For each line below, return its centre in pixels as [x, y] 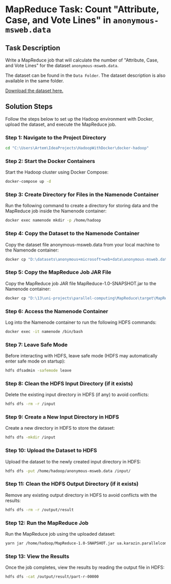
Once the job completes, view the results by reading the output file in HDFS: [85, 567]
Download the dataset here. [34, 91]
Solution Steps [29, 107]
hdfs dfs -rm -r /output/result [39, 510]
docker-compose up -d [28, 182]
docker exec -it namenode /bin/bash [44, 331]
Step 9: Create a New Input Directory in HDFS [62, 417]
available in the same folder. [35, 81]
